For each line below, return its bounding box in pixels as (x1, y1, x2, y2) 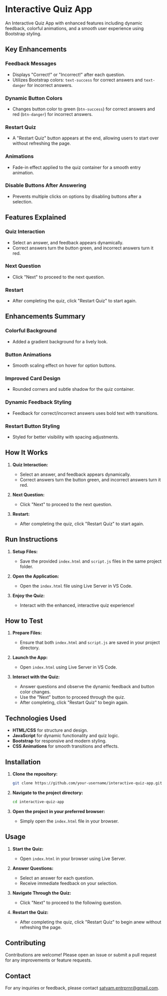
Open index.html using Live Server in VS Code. (19, 664, 117, 670)
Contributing (5, 939, 46, 947)
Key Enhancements (5, 45, 67, 53)
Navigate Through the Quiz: (12, 890, 71, 896)
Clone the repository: (12, 771, 58, 777)
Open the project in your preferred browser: (12, 808, 106, 814)
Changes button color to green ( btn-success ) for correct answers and (12, 106, 156, 112)
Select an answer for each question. (19, 875, 94, 881)
